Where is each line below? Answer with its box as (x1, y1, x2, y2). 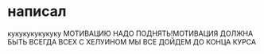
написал (7, 2, 67, 21)
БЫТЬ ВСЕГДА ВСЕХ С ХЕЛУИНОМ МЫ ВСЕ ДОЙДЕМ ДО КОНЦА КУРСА (7, 37, 256, 46)
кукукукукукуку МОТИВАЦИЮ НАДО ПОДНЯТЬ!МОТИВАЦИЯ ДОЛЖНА (7, 29, 254, 38)
